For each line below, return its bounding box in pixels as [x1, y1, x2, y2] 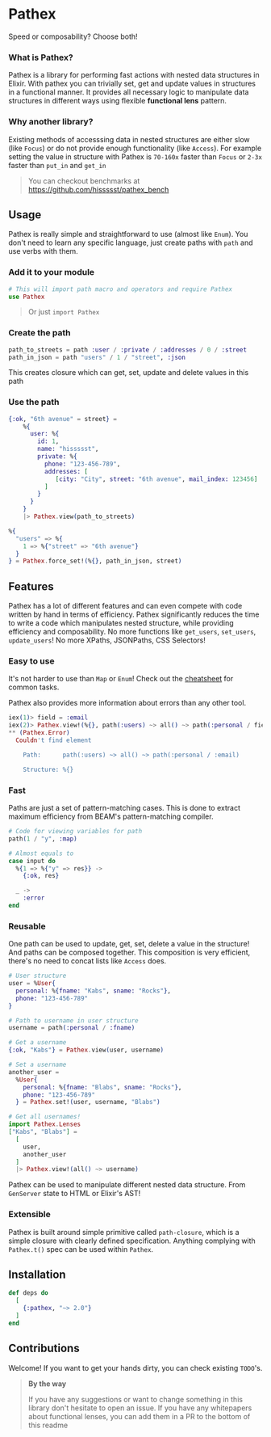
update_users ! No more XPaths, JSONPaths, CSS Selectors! [8, 635, 206, 645]
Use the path [8, 397, 60, 408]
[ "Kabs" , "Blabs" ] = [8, 1128, 78, 1136]
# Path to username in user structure [8, 1016, 139, 1025]
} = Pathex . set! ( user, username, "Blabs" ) [15, 1098, 161, 1106]
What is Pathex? [8, 52, 74, 63]
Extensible [8, 1209, 51, 1220]
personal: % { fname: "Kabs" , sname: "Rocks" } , [15, 987, 172, 995]
